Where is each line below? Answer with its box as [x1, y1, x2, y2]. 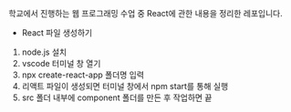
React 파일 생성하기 [21, 27, 93, 38]
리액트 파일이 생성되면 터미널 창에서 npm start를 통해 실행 [21, 81, 229, 91]
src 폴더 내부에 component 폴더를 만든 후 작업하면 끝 [21, 92, 213, 103]
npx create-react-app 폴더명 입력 [21, 69, 145, 80]
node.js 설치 [21, 46, 68, 57]
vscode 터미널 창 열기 [21, 58, 101, 68]
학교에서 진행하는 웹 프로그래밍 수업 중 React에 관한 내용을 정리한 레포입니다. [8, 8, 284, 18]
